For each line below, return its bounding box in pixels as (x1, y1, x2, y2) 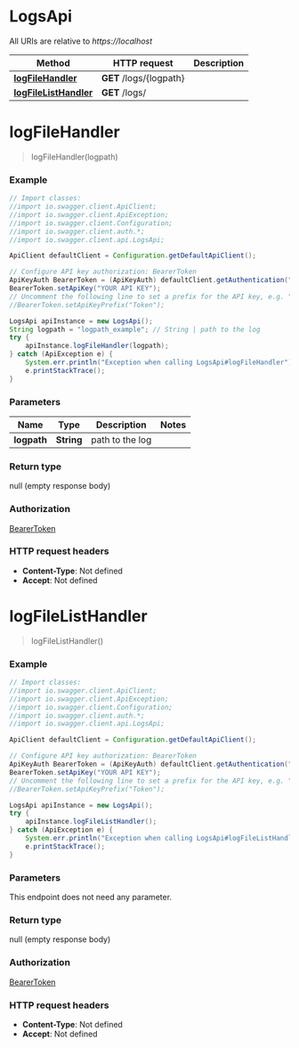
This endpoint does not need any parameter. (9, 892, 172, 903)
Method (36, 56, 70, 69)
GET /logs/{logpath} (101, 71, 185, 84)
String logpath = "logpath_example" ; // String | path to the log (9, 325, 261, 334)
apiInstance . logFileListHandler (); (25, 817, 158, 826)
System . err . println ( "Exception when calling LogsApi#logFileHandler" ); (25, 358, 296, 367)
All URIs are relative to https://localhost (9, 36, 153, 46)
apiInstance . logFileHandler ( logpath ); (25, 341, 169, 351)
